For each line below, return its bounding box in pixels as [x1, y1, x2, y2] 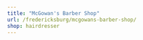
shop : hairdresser [7, 22, 60, 29]
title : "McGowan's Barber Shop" [7, 9, 100, 17]
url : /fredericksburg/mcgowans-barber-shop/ [7, 16, 137, 23]
